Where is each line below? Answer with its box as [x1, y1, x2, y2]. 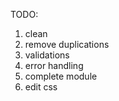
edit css [24, 81, 58, 93]
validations [24, 49, 70, 61]
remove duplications [24, 39, 110, 50]
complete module [24, 70, 98, 82]
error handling [24, 60, 84, 71]
